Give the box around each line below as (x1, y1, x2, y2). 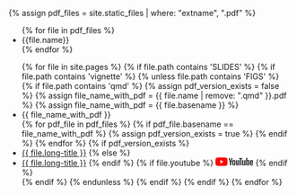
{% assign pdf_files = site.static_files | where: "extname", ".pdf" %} (8, 8, 257, 18)
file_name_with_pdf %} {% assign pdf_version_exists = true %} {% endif (21, 129, 288, 138)
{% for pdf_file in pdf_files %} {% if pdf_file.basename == (21, 119, 234, 129)
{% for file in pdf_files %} (21, 25, 116, 35)
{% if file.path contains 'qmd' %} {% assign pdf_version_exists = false (21, 81, 280, 91)
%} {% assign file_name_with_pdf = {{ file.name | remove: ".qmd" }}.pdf (21, 90, 287, 101)
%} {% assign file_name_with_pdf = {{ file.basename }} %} (21, 100, 240, 111)
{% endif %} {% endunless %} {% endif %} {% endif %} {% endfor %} (21, 177, 284, 187)
